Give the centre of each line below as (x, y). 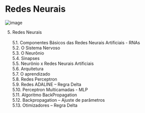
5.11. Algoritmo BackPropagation (45, 95)
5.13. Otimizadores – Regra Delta (45, 105)
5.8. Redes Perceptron (35, 79)
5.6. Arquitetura (28, 69)
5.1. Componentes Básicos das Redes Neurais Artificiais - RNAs (76, 42)
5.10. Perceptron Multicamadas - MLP (50, 89)
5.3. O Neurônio (28, 53)
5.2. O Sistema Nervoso (36, 48)
